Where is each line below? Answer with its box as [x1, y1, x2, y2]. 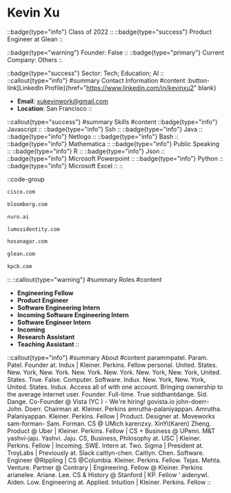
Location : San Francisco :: [17, 104, 92, 112]
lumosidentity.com [7, 225, 60, 232]
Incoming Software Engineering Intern [17, 311, 130, 319]
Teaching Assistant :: [17, 340, 80, 349]
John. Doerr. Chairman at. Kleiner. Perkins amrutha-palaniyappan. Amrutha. [7, 405, 222, 413]
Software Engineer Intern [17, 319, 91, 327]
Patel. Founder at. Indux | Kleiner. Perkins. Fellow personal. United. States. [7, 361, 218, 370]
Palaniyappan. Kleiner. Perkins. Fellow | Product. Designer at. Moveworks [7, 412, 215, 421]
